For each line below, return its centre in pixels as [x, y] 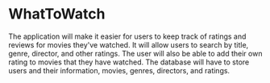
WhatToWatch [57, 14]
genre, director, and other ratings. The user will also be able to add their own [135, 53]
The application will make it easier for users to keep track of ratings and [127, 36]
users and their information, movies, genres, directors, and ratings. [119, 70]
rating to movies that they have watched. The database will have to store [129, 62]
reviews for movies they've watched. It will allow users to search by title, [129, 44]
